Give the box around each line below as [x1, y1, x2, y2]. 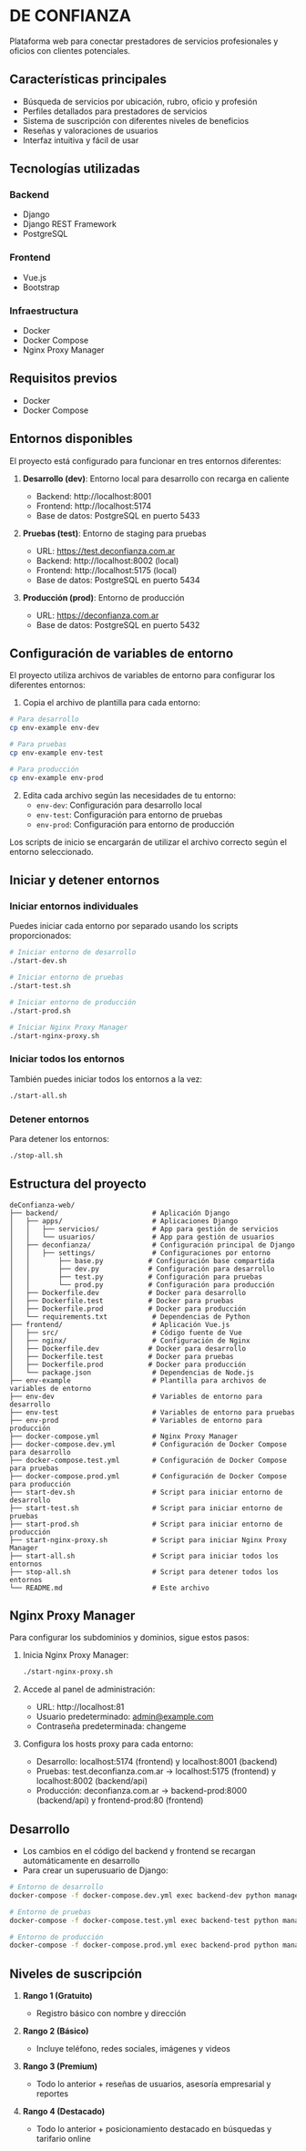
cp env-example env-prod [9, 773, 104, 782]
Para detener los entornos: [9, 1133, 109, 1144]
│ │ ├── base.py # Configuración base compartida [9, 1256, 275, 1265]
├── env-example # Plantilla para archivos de [9, 1375, 267, 1385]
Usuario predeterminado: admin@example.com [36, 1711, 214, 1723]
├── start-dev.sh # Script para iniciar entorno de [9, 1487, 283, 1497]
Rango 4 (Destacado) [22, 2106, 106, 2117]
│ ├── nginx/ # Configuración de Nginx [9, 1336, 250, 1345]
